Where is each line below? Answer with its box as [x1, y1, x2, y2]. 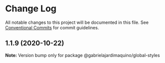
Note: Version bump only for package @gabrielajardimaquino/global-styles [5, 52, 160, 58]
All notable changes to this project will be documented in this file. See [5, 19, 149, 25]
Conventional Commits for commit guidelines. [5, 24, 99, 30]
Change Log [5, 3, 56, 14]
